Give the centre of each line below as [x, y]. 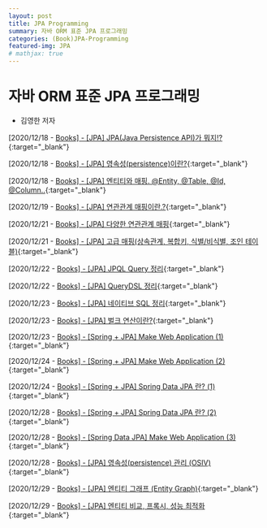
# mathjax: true [36, 54]
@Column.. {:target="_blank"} [58, 190]
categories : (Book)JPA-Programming [69, 39]
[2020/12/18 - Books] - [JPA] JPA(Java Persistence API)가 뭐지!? [116, 137]
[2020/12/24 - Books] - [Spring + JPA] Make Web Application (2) [117, 361]
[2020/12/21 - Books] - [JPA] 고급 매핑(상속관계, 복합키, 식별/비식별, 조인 [126, 241]
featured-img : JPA [39, 46]
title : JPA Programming [49, 24]
